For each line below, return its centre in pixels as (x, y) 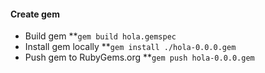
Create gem (35, 14)
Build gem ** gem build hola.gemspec (100, 36)
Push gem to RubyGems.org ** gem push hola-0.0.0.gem (139, 57)
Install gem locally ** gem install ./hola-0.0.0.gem (130, 47)
